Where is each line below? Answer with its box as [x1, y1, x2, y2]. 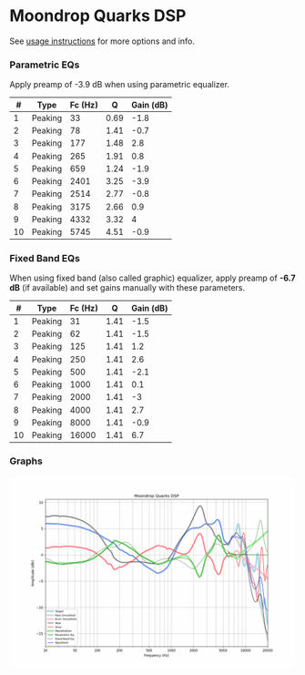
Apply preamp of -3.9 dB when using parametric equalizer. [9, 79, 230, 90]
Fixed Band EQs [9, 251, 80, 264]
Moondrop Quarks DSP [9, 5, 187, 26]
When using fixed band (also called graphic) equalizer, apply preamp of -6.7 [9, 272, 296, 283]
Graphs [9, 455, 43, 467]
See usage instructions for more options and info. [9, 36, 196, 46]
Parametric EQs [9, 58, 80, 71]
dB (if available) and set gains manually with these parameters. [9, 282, 246, 293]
